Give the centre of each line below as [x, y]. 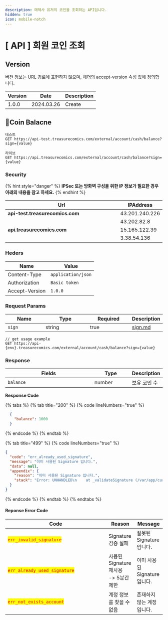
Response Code [22, 396]
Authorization [23, 282]
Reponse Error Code [27, 511]
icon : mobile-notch [25, 19]
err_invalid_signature [34, 540]
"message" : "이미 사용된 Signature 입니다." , [54, 461]
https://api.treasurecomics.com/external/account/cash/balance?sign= [88, 158]
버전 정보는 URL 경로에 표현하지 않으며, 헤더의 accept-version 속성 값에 [75, 77]
